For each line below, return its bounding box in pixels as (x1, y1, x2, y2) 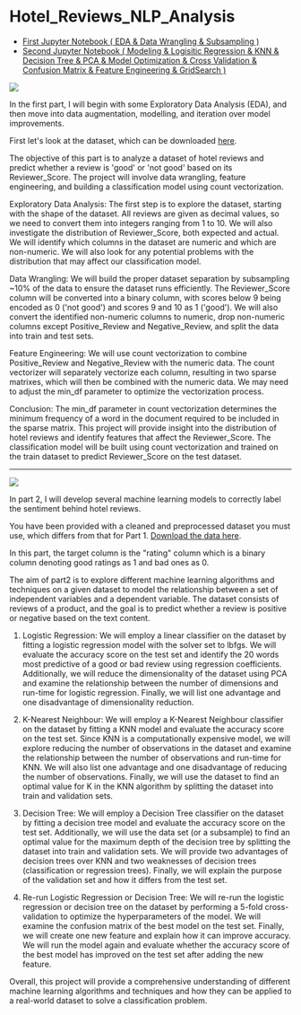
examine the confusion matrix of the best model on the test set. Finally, (21, 920, 285, 931)
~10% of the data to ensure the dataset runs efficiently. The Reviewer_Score (9, 283, 291, 293)
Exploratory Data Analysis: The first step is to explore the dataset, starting (9, 198, 282, 209)
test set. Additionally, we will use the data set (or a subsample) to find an (21, 827, 291, 837)
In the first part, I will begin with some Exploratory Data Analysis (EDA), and (9, 99, 288, 109)
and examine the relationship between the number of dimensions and (21, 678, 279, 688)
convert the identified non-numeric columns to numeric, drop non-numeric (9, 311, 285, 322)
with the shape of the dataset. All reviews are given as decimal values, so (9, 208, 279, 219)
